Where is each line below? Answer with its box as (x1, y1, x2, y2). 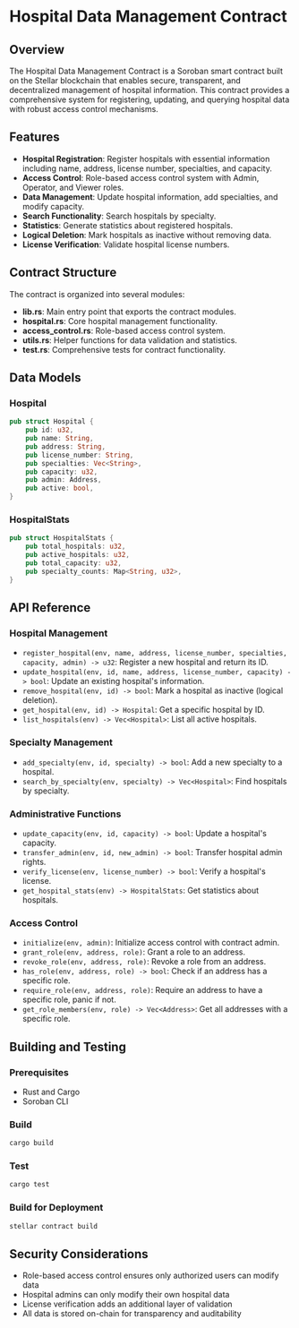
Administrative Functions (9, 808, 122, 820)
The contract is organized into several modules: (9, 288, 185, 299)
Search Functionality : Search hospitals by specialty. (21, 210, 217, 221)
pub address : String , (25, 441, 106, 451)
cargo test (9, 1180, 50, 1189)
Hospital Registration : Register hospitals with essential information (21, 153, 270, 164)
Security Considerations (9, 1247, 149, 1262)
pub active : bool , (25, 484, 94, 493)
